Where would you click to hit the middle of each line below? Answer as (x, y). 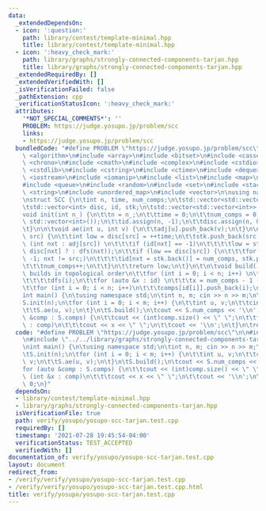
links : (33, 133)
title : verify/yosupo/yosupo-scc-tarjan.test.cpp (92, 494)
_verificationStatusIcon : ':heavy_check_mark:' (95, 104)
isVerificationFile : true (58, 414)
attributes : (35, 112)
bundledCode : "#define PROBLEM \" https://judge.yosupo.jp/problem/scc (134, 148)
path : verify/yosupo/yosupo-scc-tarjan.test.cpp (97, 421)
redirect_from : (33, 472)
